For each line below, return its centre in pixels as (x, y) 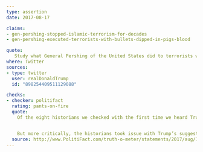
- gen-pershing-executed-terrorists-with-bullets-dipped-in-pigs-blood (98, 40)
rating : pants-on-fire (40, 106)
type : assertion (27, 12)
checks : (16, 95)
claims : (16, 28)
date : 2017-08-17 (28, 17)
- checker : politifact (35, 101)
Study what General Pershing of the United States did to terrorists (104, 56)
